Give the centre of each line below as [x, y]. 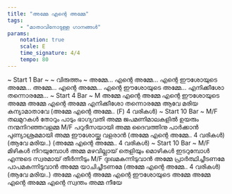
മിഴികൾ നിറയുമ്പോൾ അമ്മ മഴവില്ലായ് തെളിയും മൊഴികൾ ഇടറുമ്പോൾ [109, 150]
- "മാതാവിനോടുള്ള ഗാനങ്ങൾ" [60, 27]
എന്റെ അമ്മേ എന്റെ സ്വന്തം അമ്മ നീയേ [65, 182]
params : [19, 33]
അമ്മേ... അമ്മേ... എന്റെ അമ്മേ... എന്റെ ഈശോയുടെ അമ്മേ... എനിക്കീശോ [116, 87]
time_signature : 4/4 [50, 53]
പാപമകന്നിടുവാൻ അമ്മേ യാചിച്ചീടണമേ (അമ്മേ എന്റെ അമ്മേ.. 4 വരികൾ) [114, 167]
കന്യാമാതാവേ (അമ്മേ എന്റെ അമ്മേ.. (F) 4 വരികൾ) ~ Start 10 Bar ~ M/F [112, 111]
